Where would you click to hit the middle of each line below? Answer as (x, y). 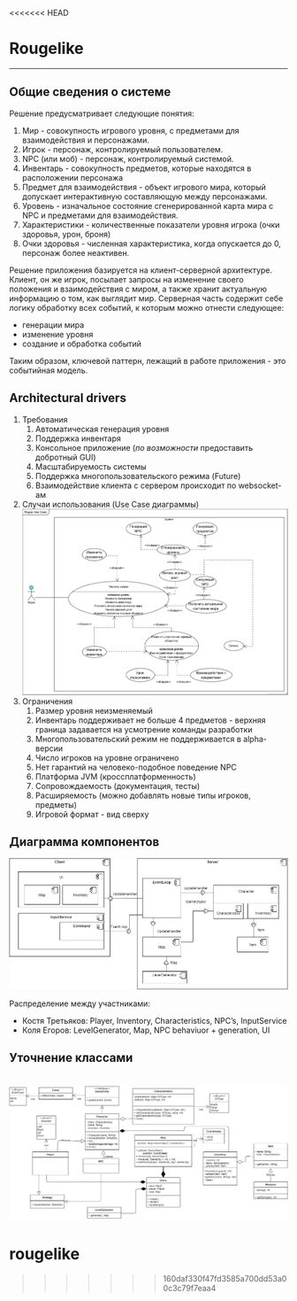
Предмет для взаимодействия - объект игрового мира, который (144, 187)
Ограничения (47, 701)
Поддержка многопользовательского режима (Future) (138, 476)
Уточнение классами (71, 1058)
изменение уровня (57, 334)
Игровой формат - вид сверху (92, 814)
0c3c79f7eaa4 (190, 1288)
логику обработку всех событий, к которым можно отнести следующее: (147, 307)
